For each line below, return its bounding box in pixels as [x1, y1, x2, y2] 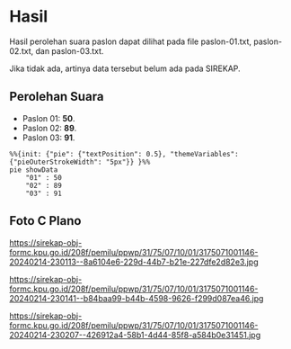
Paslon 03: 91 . [22, 132, 75, 143]
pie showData [9, 165, 58, 174]
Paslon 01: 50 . [22, 112, 75, 123]
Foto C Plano [9, 213, 82, 228]
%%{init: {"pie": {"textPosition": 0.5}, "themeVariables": [9, 149, 240, 158]
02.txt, [9, 45, 34, 56]
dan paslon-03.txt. [35, 45, 104, 56]
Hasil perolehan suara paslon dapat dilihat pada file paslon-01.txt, [9, 36, 252, 47]
